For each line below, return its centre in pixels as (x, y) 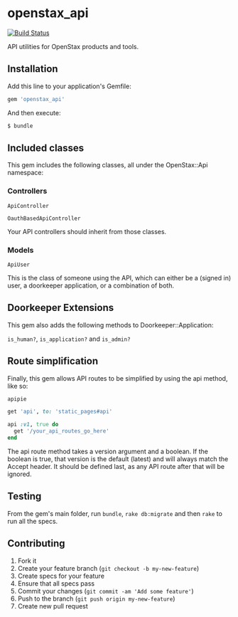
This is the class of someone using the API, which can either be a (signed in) (119, 278)
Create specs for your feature (61, 576)
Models (21, 250)
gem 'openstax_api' (36, 99)
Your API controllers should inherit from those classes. (87, 231)
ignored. (20, 474)
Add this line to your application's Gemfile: (69, 86)
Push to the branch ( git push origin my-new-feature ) (96, 598)
